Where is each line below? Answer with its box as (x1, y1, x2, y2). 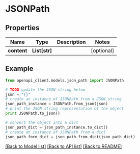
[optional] (91, 47, 115, 54)
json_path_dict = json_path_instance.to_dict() (5, 124, 108, 130)
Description (57, 39, 86, 45)
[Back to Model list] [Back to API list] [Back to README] (5, 143, 122, 149)
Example (5, 64, 34, 73)
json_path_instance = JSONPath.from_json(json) (5, 101, 108, 107)
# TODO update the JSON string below (5, 87, 86, 92)
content (8, 47, 27, 54)
